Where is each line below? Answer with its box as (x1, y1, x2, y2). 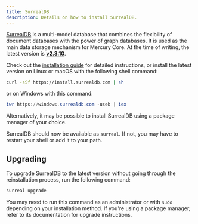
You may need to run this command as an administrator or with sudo (6, 198, 173, 205)
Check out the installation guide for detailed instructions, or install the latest (6, 61, 192, 69)
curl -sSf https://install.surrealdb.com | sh (6, 79, 124, 85)
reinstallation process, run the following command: (6, 176, 131, 183)
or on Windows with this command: (6, 90, 94, 97)
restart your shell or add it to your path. (6, 137, 103, 144)
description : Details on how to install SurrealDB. (6, 14, 137, 20)
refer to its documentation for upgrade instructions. (6, 211, 132, 218)
